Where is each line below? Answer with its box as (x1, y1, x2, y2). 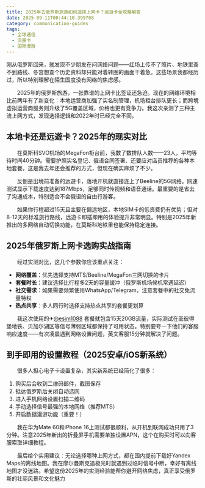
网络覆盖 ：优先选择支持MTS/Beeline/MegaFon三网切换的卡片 (15, 271, 170, 279)
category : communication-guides (6, 20, 88, 26)
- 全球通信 (12, 32, 36, 38)
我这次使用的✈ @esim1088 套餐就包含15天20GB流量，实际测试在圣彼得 (16, 315, 195, 322)
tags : (6, 26, 20, 32)
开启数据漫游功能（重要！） (15, 411, 85, 418)
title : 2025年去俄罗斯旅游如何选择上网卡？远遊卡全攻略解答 (6, 9, 142, 15)
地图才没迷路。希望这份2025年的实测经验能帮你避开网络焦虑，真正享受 (6, 467, 185, 475)
